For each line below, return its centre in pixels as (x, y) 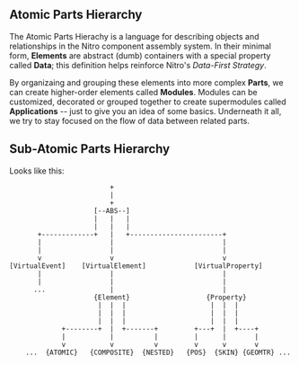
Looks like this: (37, 171)
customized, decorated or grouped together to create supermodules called (148, 102)
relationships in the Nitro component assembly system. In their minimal (141, 46)
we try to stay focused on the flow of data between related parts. (129, 120)
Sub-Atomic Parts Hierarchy (90, 149)
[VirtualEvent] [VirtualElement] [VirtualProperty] (136, 266)
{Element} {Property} (170, 297)
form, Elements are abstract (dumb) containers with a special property (140, 55)
